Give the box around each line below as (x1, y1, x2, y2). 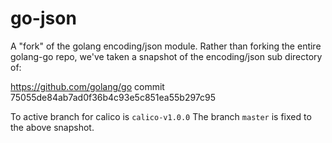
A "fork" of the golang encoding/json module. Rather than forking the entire (10, 40, 322, 52)
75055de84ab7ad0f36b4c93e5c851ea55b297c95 (10, 91, 217, 103)
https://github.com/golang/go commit (10, 80, 165, 92)
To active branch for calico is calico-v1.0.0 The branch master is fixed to (10, 110, 312, 122)
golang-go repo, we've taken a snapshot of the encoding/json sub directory (10, 50, 323, 62)
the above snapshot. (10, 121, 95, 133)
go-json (10, 7, 77, 30)
